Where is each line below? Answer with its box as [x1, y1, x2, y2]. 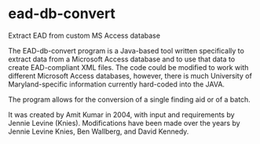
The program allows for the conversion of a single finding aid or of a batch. [8, 94, 251, 104]
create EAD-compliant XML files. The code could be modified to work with [8, 62, 249, 72]
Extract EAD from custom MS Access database [8, 31, 161, 40]
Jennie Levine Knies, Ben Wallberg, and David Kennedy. [8, 127, 189, 136]
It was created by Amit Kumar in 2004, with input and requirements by [8, 109, 235, 119]
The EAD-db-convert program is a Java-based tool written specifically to [8, 46, 245, 55]
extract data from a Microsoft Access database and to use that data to [8, 54, 236, 64]
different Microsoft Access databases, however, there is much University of [8, 71, 253, 80]
